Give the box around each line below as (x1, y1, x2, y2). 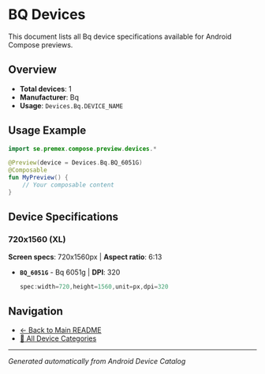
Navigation (8, 304, 63, 318)
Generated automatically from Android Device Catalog (8, 357, 186, 366)
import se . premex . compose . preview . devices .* (8, 145, 157, 153)
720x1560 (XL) (8, 234, 66, 245)
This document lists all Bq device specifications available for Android (8, 32, 232, 41)
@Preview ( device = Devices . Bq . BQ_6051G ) (8, 159, 144, 167)
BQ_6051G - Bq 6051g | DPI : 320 (19, 267, 121, 277)
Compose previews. (8, 40, 73, 49)
